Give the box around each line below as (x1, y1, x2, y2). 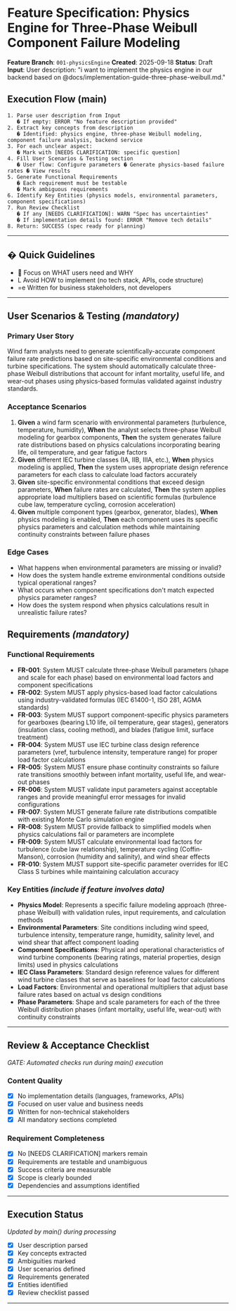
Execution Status (7, 1208, 84, 1220)
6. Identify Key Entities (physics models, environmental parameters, (7, 192, 218, 199)
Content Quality (7, 1076, 63, 1085)
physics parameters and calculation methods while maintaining (17, 522, 200, 531)
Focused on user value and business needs (17, 1100, 144, 1108)
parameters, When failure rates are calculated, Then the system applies (17, 485, 226, 493)
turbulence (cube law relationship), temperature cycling (17, 844, 178, 853)
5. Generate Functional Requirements (7, 174, 118, 181)
